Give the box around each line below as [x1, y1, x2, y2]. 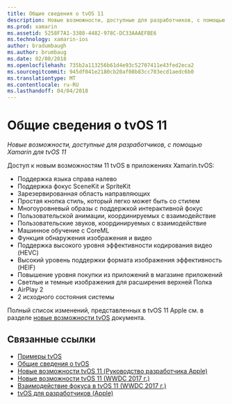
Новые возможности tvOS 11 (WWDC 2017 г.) [17, 374, 151, 382]
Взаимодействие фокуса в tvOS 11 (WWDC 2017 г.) [17, 381, 167, 389]
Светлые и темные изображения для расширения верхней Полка [17, 278, 213, 287]
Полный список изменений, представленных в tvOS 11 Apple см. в [7, 306, 204, 314]
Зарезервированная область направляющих [17, 190, 151, 198]
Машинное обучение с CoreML [17, 226, 110, 235]
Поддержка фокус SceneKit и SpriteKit [17, 182, 131, 191]
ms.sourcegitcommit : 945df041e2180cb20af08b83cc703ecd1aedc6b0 [7, 68, 194, 75]
